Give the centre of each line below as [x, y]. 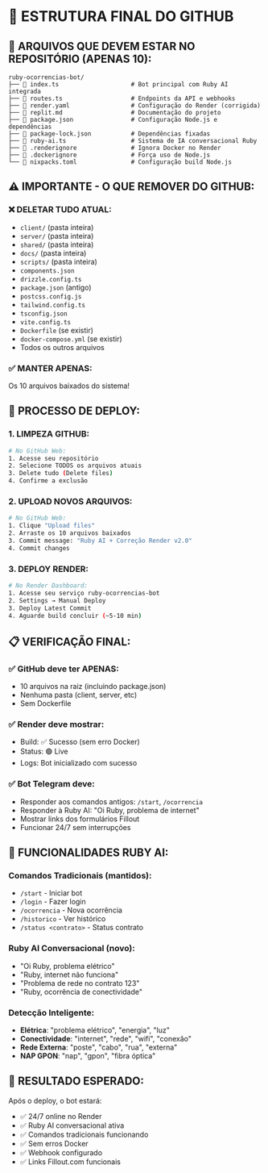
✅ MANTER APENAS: [50, 368]
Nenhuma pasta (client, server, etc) [78, 695]
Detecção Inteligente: [52, 1012]
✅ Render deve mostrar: [56, 724]
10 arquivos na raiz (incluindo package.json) [93, 687]
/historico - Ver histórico [63, 919]
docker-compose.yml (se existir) [71, 339]
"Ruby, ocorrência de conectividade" [81, 991]
